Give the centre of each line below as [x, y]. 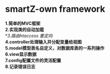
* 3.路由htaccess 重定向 [29, 36]
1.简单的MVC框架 [23, 23]
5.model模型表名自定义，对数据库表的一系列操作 [55, 48]
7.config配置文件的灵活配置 [33, 60]
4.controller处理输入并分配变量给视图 [43, 42]
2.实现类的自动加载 [25, 29]
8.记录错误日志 [20, 66]
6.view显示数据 [21, 54]
